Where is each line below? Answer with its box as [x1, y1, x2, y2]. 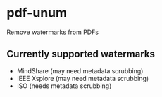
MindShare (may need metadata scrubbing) [16, 66, 144, 75]
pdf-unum [6, 5, 68, 21]
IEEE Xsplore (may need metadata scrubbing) [16, 74, 149, 82]
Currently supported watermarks [6, 48, 156, 60]
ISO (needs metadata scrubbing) [16, 82, 112, 90]
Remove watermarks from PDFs [6, 28, 99, 36]
